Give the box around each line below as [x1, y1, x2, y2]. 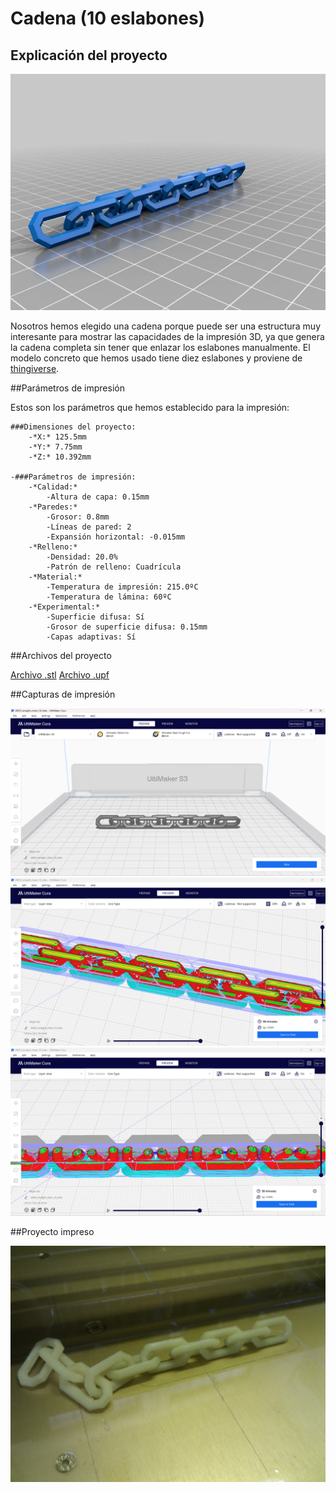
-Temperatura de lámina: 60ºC [46, 592, 172, 602]
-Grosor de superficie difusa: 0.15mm [46, 622, 208, 632]
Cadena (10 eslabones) [10, 7, 206, 30]
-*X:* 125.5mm [28, 432, 87, 442]
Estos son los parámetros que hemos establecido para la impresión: [10, 402, 290, 413]
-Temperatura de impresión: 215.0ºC [46, 582, 199, 592]
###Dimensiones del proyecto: [10, 422, 137, 432]
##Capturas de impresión [10, 688, 116, 700]
